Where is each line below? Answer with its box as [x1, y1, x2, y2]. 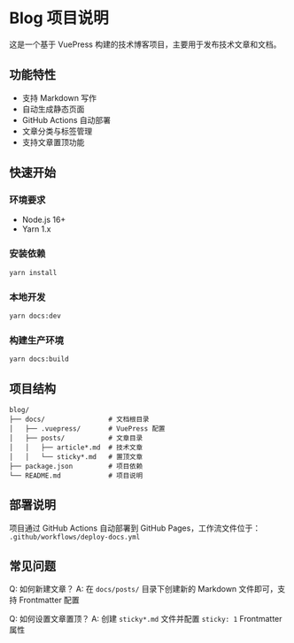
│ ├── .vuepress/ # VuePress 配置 [9, 424, 166, 433]
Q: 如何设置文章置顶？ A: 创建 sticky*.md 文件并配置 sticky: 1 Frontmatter [9, 614, 282, 624]
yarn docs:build [9, 355, 69, 364]
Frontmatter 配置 [19, 594, 80, 606]
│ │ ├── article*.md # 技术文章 [9, 443, 143, 452]
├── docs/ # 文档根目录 [9, 415, 150, 424]
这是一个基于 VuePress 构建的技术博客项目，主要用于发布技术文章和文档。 [9, 39, 282, 50]
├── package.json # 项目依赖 [9, 462, 143, 471]
